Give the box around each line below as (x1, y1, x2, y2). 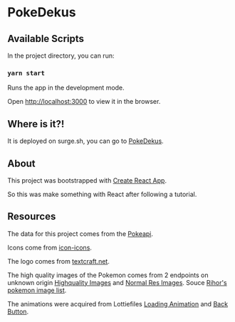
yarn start (7, 69, 45, 77)
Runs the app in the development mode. (7, 83, 125, 92)
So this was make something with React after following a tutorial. (7, 190, 197, 198)
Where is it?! (7, 118, 65, 130)
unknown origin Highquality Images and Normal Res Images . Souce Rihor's (7, 278, 228, 286)
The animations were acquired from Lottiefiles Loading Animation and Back (7, 299, 229, 308)
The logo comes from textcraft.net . (7, 257, 110, 265)
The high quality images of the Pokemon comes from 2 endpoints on (7, 271, 209, 279)
